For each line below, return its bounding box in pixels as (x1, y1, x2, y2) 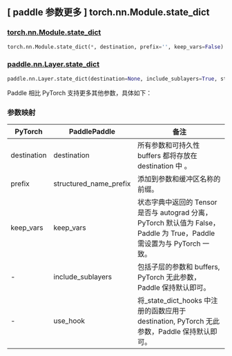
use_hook (53, 316, 85, 326)
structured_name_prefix (53, 179, 131, 188)
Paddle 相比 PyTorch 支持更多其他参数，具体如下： (7, 88, 153, 97)
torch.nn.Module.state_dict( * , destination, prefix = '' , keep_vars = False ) (7, 43, 224, 50)
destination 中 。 (137, 161, 191, 171)
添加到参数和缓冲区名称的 (137, 175, 221, 184)
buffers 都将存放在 (137, 151, 198, 161)
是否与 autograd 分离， (137, 208, 213, 217)
